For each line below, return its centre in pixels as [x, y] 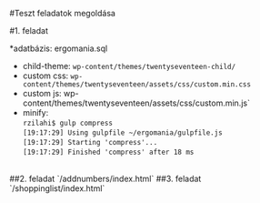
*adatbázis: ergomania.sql [59, 48]
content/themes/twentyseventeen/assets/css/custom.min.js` [136, 103]
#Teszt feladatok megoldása [63, 13]
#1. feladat [29, 30]
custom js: [42, 93]
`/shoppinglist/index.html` [57, 188]
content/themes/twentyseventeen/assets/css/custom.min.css [137, 85]
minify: [35, 112]
